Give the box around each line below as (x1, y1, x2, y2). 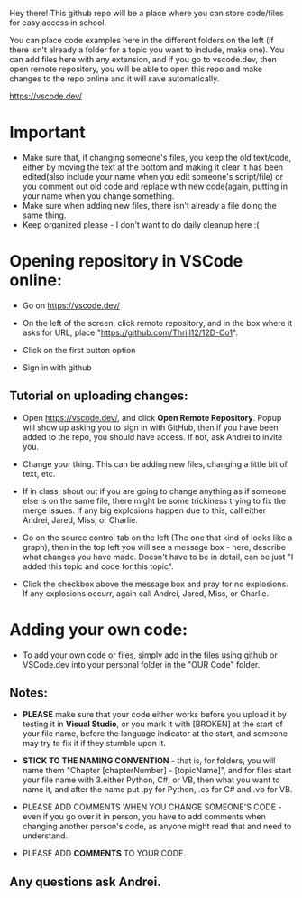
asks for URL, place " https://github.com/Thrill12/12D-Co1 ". (22, 327, 239, 338)
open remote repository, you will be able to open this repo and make (9, 63, 263, 74)
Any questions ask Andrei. (9, 874, 162, 889)
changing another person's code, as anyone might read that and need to (22, 821, 292, 832)
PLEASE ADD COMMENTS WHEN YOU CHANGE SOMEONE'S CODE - (22, 801, 282, 812)
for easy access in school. (9, 17, 106, 28)
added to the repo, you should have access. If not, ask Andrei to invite (22, 431, 283, 442)
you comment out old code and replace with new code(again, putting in (22, 181, 288, 192)
